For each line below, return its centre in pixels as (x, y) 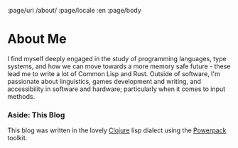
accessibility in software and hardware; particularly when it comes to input (117, 89)
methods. (21, 96)
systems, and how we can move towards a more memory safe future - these (119, 66)
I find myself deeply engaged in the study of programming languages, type (117, 58)
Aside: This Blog (36, 115)
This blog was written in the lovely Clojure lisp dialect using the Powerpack (117, 130)
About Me (37, 39)
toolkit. (17, 138)
